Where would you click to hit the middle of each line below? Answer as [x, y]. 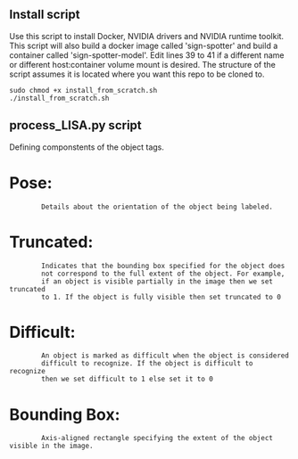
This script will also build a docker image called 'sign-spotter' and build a [144, 45]
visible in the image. [51, 446]
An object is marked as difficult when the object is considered [166, 356]
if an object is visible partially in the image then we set [157, 281]
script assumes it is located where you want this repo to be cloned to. [137, 74]
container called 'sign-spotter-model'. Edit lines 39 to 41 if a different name [147, 55]
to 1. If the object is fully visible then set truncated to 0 [161, 297]
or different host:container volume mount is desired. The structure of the [143, 64]
